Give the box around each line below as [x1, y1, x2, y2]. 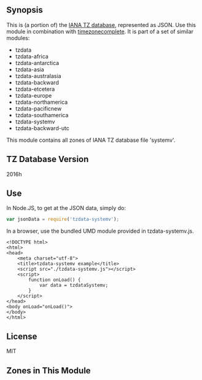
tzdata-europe [15, 91, 52, 99]
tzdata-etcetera [15, 85, 55, 93]
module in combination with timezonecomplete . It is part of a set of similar [6, 28, 194, 35]
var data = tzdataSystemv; [39, 282, 109, 289]
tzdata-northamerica [15, 98, 68, 106]
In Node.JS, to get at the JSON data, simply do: [6, 204, 126, 212]
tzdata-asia [15, 66, 44, 73]
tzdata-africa [15, 52, 49, 60]
